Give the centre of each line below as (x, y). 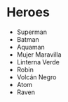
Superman (32, 32)
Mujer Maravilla (39, 55)
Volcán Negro (36, 77)
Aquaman (30, 47)
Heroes (28, 12)
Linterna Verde (38, 62)
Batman (28, 39)
